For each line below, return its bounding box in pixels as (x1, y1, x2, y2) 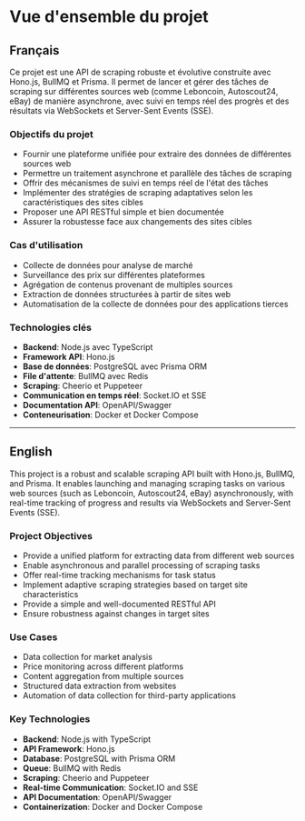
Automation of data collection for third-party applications (22, 690, 236, 701)
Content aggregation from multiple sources (22, 671, 184, 682)
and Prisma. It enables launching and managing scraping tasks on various (9, 477, 286, 488)
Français (9, 43, 60, 58)
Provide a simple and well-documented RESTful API (22, 598, 216, 609)
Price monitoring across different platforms (22, 661, 184, 672)
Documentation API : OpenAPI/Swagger (22, 399, 172, 410)
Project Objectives (9, 529, 93, 542)
